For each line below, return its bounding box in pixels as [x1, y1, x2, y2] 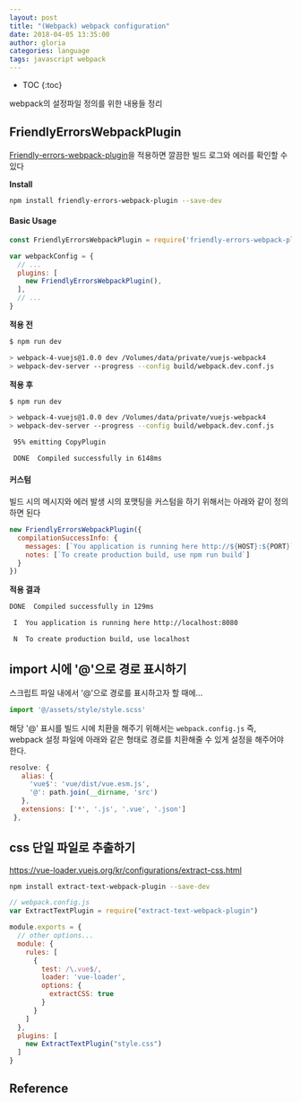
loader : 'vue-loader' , [41, 973, 126, 982]
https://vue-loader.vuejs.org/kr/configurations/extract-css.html [9, 864, 242, 876]
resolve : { [9, 763, 50, 772]
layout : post [9, 13, 58, 22]
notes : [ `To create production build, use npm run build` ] [25, 550, 251, 560]
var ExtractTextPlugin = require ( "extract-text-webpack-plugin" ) [9, 906, 258, 916]
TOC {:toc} [21, 80, 63, 90]
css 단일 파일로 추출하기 [9, 841, 136, 856]
